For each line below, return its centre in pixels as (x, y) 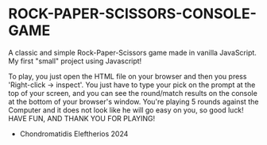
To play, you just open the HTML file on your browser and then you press (128, 76)
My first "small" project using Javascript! (75, 61)
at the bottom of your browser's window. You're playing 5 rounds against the (133, 101)
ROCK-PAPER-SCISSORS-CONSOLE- (132, 14)
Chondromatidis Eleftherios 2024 (74, 134)
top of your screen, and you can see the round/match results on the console (133, 93)
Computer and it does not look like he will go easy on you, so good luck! (126, 110)
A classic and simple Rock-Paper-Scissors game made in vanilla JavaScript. (132, 52)
